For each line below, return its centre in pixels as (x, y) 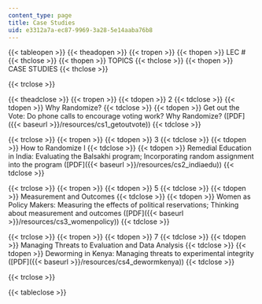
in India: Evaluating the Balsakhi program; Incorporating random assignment (131, 156)
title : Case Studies (42, 23)
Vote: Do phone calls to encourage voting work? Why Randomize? (115, 116)
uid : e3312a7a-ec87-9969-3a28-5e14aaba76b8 (81, 30)
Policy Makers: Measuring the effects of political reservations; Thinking (124, 205)
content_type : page (40, 15)
